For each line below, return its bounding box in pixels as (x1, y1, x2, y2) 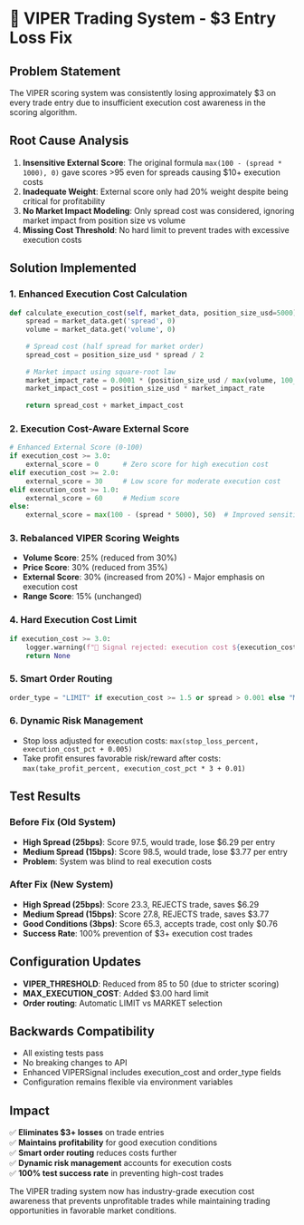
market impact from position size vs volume (22, 215, 186, 226)
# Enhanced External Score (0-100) (9, 443, 144, 452)
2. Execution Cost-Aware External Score (9, 422, 190, 434)
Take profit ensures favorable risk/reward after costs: (22, 753, 222, 763)
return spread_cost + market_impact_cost (25, 401, 184, 411)
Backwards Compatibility (9, 1024, 156, 1039)
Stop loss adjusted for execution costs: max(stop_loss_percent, (22, 734, 260, 746)
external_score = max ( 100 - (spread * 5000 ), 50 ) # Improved (25, 510, 265, 520)
